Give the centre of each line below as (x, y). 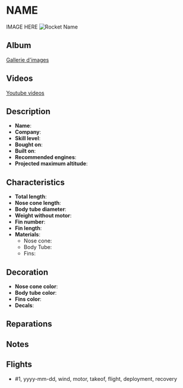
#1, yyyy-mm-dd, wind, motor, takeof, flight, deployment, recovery (96, 378)
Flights (19, 365)
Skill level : (27, 138)
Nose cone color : (36, 286)
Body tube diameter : (40, 209)
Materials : (27, 235)
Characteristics (36, 182)
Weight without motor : (43, 216)
